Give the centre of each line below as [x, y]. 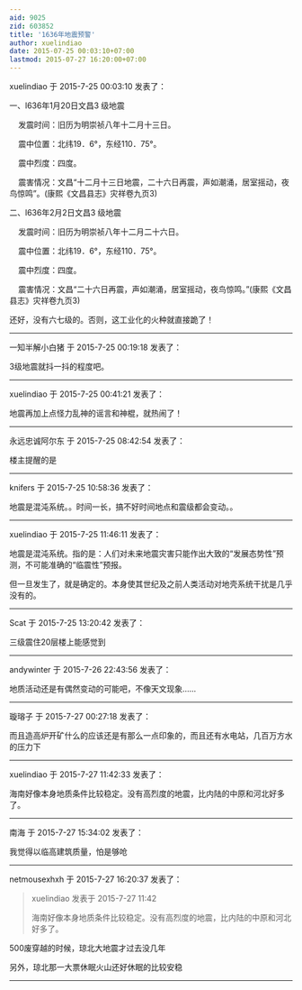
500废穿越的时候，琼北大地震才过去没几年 [88, 948]
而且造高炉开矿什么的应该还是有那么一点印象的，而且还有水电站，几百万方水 [151, 735]
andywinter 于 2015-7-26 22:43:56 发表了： [90, 669]
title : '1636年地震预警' [53, 34]
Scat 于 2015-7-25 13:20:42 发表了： [77, 623]
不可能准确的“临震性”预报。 [76, 565]
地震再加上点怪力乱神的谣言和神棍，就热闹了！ [96, 413]
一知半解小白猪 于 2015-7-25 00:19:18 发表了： [96, 347]
